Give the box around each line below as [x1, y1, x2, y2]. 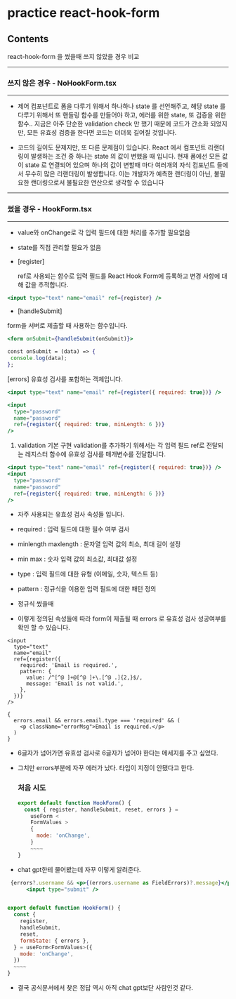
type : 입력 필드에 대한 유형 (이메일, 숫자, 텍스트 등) [17, 570, 158, 578]
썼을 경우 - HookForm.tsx [7, 204, 93, 214]
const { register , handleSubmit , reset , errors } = [24, 806, 178, 813]
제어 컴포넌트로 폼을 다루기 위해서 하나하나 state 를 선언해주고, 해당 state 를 [17, 102, 226, 110]
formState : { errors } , [20, 937, 90, 944]
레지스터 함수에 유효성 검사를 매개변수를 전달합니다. [25, 450, 166, 458]
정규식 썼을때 [17, 600, 54, 608]
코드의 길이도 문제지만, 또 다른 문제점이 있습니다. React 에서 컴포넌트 [17, 143, 206, 152]
